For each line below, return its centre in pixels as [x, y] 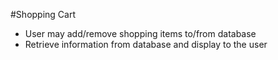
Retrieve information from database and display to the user [146, 44]
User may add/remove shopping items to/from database [140, 33]
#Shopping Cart [43, 14]
